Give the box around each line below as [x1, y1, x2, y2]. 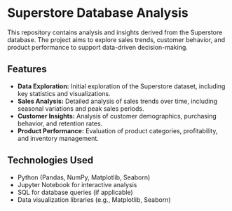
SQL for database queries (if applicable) [17, 188, 133, 196]
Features [7, 63, 47, 75]
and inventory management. [17, 134, 100, 142]
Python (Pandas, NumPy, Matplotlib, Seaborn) [17, 173, 151, 182]
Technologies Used [7, 154, 93, 166]
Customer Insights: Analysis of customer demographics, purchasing [17, 111, 217, 120]
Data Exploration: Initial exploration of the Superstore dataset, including [17, 82, 226, 90]
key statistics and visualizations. [17, 89, 111, 97]
